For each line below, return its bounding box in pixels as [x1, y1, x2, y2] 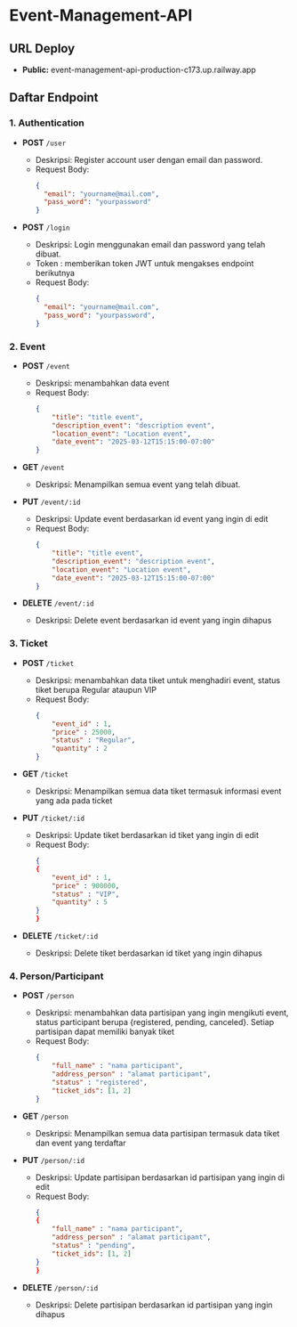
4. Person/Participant [9, 970, 104, 982]
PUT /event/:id [21, 496, 81, 508]
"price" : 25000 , [52, 728, 116, 737]
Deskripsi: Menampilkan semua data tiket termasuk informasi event [35, 786, 282, 797]
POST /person [21, 990, 75, 1001]
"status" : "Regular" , [52, 736, 136, 745]
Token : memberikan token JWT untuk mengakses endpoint [35, 258, 254, 269]
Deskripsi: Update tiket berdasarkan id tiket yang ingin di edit [35, 830, 260, 841]
